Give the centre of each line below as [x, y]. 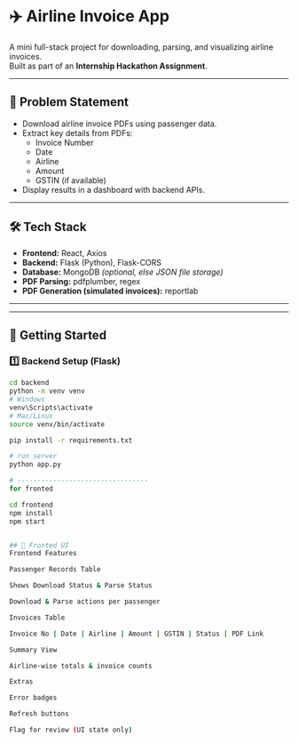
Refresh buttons [39, 714]
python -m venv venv [47, 391]
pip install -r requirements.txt [71, 440]
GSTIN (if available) [71, 180]
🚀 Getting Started [58, 335]
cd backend [29, 383]
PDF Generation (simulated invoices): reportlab [110, 291]
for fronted [31, 489]
